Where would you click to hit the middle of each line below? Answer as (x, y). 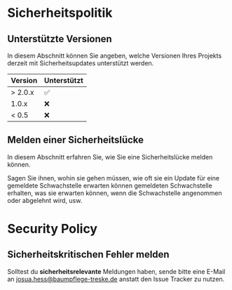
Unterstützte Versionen (60, 39)
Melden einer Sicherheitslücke (76, 140)
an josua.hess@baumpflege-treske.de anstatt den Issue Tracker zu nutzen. (116, 279)
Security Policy (53, 229)
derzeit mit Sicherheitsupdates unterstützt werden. (81, 63)
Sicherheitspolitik (60, 13)
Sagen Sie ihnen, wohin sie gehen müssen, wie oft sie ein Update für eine (113, 178)
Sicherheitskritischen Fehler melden (88, 255)
